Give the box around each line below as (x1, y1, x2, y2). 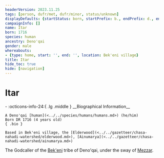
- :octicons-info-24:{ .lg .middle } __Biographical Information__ (5, 103, 130, 109)
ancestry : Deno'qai (5, 39, 45, 44)
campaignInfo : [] (5, 21, 41, 26)
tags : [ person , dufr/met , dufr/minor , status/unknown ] (5, 12, 119, 17)
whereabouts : (5, 48, 32, 53)
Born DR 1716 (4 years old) (5, 117, 62, 122)
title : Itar (5, 57, 29, 62)
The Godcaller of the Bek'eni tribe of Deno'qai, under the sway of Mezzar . (5, 147, 154, 153)
